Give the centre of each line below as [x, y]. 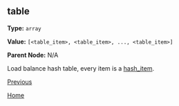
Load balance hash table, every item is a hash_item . [81, 68]
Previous [20, 82]
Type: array [24, 28]
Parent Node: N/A [33, 55]
